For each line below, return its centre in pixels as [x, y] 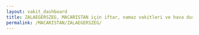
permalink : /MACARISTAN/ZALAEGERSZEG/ [54, 23]
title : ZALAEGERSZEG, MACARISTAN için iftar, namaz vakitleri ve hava [95, 17]
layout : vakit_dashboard [37, 12]
